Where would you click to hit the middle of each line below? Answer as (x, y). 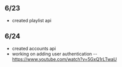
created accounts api (34, 48)
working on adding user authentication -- (54, 54)
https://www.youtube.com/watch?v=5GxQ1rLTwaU (64, 59)
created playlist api (32, 20)
